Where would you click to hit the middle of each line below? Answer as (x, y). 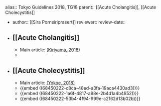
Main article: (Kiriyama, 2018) (50, 50)
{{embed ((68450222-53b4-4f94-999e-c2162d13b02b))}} (80, 99)
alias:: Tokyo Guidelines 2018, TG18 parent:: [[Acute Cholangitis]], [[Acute (80, 7)
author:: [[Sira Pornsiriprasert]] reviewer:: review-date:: (69, 22)
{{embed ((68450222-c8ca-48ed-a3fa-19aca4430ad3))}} (80, 88)
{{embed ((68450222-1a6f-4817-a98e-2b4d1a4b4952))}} (79, 93)
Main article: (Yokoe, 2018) (47, 83)
